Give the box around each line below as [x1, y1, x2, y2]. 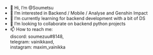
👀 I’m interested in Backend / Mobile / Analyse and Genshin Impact [10, 10, 148, 16]
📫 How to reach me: [10, 26, 53, 32]
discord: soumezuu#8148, [10, 33, 64, 39]
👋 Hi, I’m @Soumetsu [10, 5, 54, 10]
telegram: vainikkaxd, [10, 39, 54, 44]
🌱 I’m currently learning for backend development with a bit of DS [10, 15, 145, 21]
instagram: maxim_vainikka [10, 44, 66, 50]
